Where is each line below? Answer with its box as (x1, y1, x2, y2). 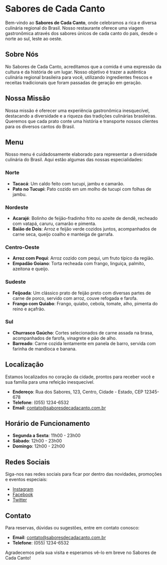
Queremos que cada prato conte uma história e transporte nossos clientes (5, 118, 158, 124)
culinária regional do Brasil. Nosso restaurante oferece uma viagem (5, 25, 144, 31)
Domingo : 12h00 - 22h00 (12, 443, 65, 449)
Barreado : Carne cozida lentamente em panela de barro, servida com (12, 340, 156, 347)
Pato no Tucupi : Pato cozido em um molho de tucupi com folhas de (12, 186, 151, 192)
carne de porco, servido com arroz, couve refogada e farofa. (12, 295, 138, 301)
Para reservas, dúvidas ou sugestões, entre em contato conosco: (5, 525, 140, 531)
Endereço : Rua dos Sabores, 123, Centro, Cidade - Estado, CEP (12, 389, 143, 395)
